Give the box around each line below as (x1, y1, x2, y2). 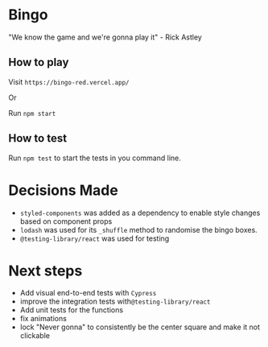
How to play (8, 56, 69, 69)
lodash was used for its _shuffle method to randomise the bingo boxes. (19, 225, 258, 234)
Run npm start (8, 108, 56, 118)
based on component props (19, 216, 113, 226)
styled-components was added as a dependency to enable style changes (19, 208, 261, 217)
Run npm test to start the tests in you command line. (8, 153, 181, 163)
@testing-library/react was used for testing (19, 233, 170, 243)
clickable (19, 331, 51, 341)
